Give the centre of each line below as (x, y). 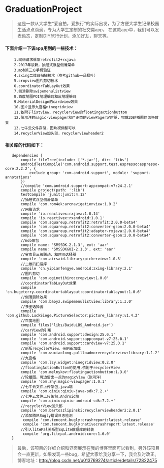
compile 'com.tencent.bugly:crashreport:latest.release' (82, 420)
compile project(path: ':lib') (52, 190)
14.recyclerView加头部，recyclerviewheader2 (59, 134)
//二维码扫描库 (34, 264)
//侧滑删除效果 (34, 297)
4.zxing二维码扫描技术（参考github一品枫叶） (56, 76)
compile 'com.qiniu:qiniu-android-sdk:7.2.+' (68, 401)
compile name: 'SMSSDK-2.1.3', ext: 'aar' (65, 245)
